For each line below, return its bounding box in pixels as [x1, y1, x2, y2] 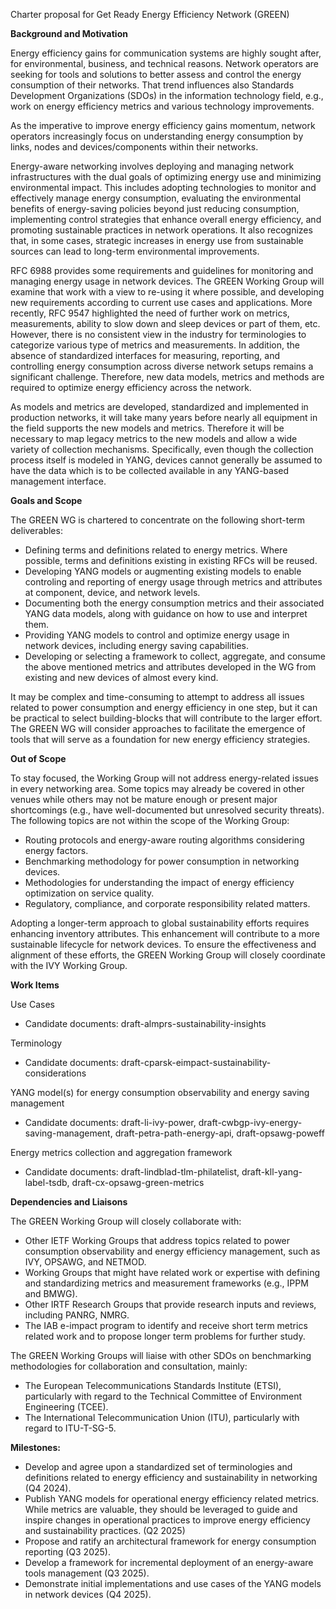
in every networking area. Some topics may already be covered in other [10, 783, 305, 794]
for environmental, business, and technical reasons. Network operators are [10, 58, 320, 69]
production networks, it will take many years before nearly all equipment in [10, 412, 318, 423]
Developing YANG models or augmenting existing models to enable [24, 565, 302, 577]
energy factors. [24, 845, 89, 856]
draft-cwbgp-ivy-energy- [198, 1117, 303, 1128]
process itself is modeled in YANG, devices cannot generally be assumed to [10, 454, 323, 466]
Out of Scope [10, 753, 67, 764]
